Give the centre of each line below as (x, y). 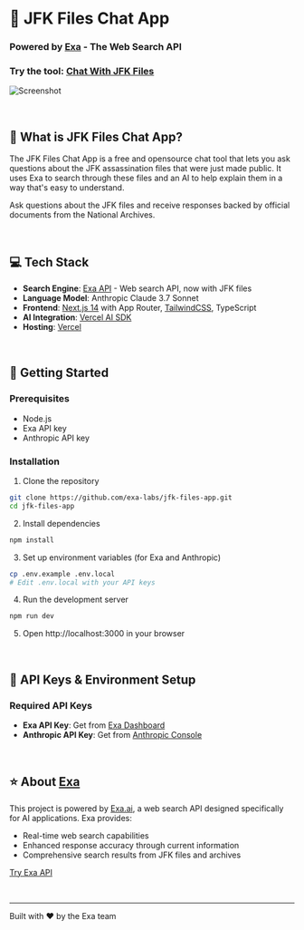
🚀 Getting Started (59, 373)
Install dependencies (62, 523)
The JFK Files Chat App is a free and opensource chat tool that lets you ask (150, 159)
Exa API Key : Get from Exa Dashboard (94, 725)
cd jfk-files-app (42, 506)
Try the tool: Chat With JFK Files (82, 72)
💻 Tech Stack (49, 262)
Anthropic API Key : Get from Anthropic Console (112, 734)
